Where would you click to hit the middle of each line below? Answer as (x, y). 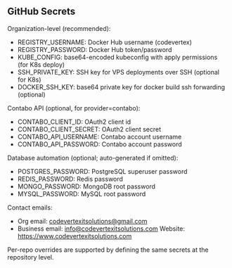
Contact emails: (30, 208)
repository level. (31, 257)
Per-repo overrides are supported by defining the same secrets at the (108, 250)
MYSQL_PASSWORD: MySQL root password (82, 193)
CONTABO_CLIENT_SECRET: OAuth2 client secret (89, 129)
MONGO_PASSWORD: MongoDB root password (86, 186)
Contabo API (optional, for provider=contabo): (74, 108)
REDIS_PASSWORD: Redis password (70, 179)
